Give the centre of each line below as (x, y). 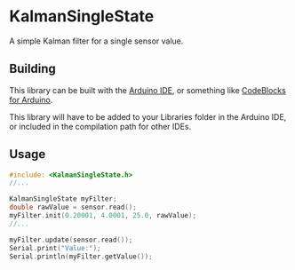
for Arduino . (31, 99)
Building (32, 69)
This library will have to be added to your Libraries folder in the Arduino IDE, (148, 116)
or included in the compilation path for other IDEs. (100, 126)
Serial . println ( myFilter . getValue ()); (81, 256)
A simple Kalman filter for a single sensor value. (96, 41)
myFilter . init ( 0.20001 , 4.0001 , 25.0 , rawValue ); (103, 216)
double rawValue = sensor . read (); (73, 207)
